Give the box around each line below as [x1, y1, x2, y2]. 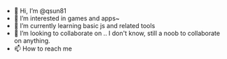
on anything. [13, 37, 50, 45]
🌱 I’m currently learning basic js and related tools [13, 22, 156, 29]
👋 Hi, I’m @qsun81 [13, 7, 67, 15]
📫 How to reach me [13, 44, 72, 53]
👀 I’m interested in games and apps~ [13, 14, 121, 22]
